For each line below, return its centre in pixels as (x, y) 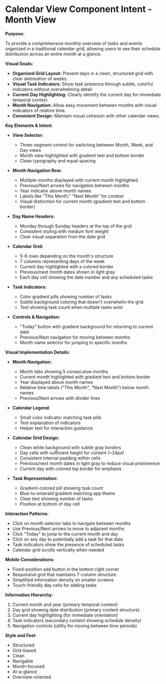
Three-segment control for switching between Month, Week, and (86, 145)
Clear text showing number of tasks (56, 499)
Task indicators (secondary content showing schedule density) (77, 620)
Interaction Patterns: (27, 514)
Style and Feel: (21, 635)
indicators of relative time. (39, 110)
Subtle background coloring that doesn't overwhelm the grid (82, 302)
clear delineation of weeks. (40, 78)
